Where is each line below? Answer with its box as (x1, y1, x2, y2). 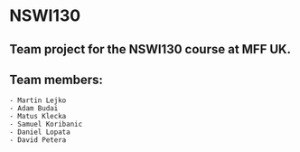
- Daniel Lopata (9, 128, 70, 137)
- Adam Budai (9, 104, 59, 113)
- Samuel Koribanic (9, 119, 83, 129)
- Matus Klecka (9, 112, 67, 121)
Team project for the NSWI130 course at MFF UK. (9, 42, 292, 57)
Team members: (9, 71, 104, 87)
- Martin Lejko (9, 96, 67, 105)
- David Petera (9, 136, 67, 145)
